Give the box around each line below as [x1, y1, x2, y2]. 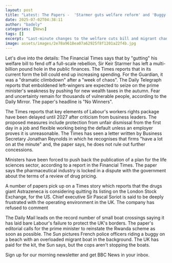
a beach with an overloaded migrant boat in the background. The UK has [5, 236, 159, 242]
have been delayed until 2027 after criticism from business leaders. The [5, 114, 157, 120]
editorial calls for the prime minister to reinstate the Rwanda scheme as [5, 225, 156, 231]
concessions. [5, 147, 34, 153]
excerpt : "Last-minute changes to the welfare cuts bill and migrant [5, 36, 157, 42]
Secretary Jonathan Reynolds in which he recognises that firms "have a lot [5, 135, 163, 141]
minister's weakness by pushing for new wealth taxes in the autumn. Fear [5, 88, 160, 94]
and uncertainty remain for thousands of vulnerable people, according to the [5, 93, 167, 99]
